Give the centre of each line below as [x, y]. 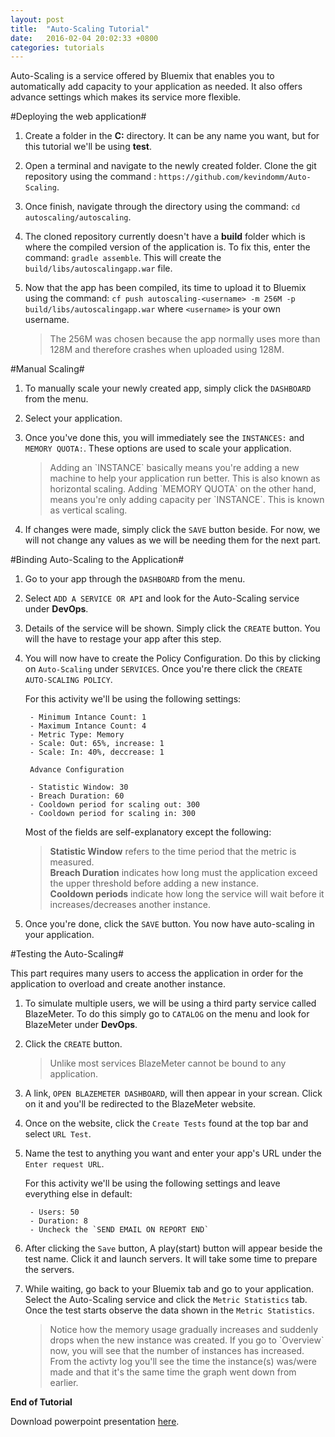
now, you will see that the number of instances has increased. [177, 1351]
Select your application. [73, 418]
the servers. [49, 1270]
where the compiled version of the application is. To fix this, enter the [167, 247]
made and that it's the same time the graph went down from [173, 1372]
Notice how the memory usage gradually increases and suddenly [184, 1330]
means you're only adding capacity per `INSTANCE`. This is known [187, 500]
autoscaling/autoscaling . [78, 217]
